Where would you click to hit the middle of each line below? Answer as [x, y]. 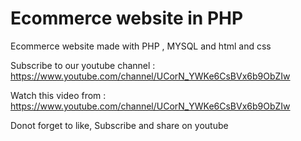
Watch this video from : [58, 95]
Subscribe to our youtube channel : [83, 65]
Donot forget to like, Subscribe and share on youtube [119, 125]
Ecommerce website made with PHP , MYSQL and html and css [141, 46]
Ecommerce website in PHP [127, 18]
